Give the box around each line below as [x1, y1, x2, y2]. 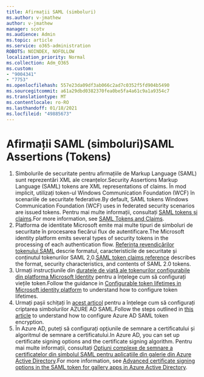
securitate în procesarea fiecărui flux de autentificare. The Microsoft [15, 228, 185, 235]
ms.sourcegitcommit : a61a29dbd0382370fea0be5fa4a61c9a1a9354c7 [6, 88, 170, 94]
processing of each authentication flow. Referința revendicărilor [15, 241, 175, 248]
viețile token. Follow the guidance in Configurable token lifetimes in [15, 280, 182, 287]
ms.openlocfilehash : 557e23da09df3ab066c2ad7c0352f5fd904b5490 [6, 83, 170, 89]
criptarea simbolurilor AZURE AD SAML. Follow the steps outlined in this [15, 305, 194, 313]
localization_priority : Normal [6, 54, 86, 60]
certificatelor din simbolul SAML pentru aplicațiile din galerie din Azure [15, 351, 192, 358]
